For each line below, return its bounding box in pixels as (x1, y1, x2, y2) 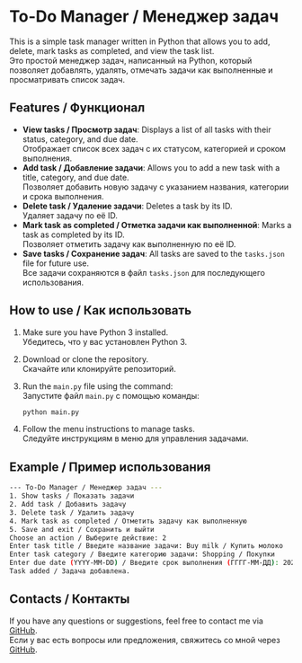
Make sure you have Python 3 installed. (22, 326, 169, 338)
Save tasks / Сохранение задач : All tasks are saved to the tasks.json (22, 248, 285, 259)
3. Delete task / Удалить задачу (9, 508, 135, 517)
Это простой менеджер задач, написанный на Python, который (9, 55, 253, 66)
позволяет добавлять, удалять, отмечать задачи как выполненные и (9, 65, 273, 75)
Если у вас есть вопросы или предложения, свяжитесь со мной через (9, 634, 280, 645)
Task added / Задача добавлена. (9, 567, 130, 576)
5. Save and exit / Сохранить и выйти (9, 525, 155, 534)
